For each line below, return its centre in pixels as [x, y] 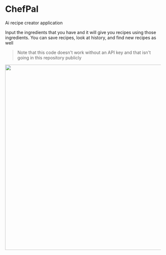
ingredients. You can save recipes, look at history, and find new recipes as [81, 38]
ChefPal [22, 9]
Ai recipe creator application [34, 23]
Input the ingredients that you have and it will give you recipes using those [81, 32]
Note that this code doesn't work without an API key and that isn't [84, 52]
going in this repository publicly [49, 57]
